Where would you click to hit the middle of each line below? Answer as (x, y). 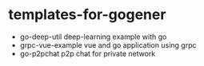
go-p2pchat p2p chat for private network (88, 53)
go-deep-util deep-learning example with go (93, 37)
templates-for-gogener (87, 15)
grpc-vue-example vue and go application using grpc (108, 45)
